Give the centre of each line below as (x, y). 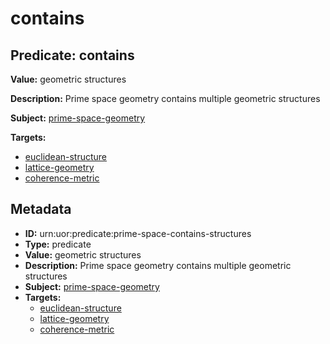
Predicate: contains (72, 55)
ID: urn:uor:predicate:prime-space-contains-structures (138, 233)
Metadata (41, 209)
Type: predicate (58, 244)
